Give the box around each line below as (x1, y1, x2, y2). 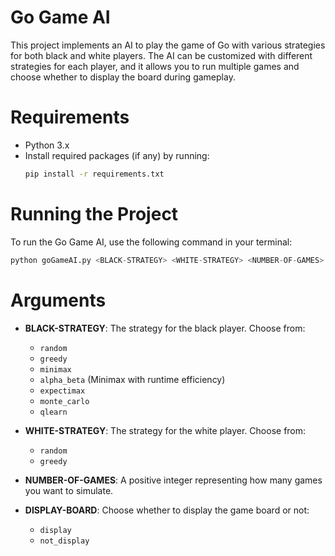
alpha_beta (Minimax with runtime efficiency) (39, 373, 226, 385)
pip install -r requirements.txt (24, 169, 165, 179)
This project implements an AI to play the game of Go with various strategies (10, 39, 326, 51)
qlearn (39, 407, 68, 417)
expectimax (39, 386, 86, 396)
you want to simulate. (24, 484, 114, 496)
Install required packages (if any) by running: (24, 149, 210, 161)
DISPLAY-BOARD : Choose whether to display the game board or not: (24, 504, 310, 516)
